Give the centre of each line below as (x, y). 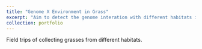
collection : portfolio (35, 23)
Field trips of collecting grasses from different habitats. (74, 40)
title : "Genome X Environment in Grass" (58, 12)
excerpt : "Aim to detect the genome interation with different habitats (99, 17)
